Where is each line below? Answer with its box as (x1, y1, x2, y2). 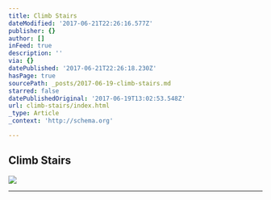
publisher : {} (8, 27, 56, 35)
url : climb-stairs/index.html (8, 102, 110, 110)
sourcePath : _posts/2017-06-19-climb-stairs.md (8, 79, 172, 87)
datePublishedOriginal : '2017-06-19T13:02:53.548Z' (8, 94, 186, 102)
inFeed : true (8, 42, 52, 50)
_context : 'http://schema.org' (8, 117, 114, 125)
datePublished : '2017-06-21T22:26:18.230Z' (8, 65, 157, 73)
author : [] (8, 34, 45, 43)
